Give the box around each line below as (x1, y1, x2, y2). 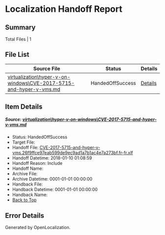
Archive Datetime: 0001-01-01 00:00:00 (12, 176, 92, 182)
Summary (5, 23, 36, 32)
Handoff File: (12, 145, 39, 151)
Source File (33, 65, 60, 72)
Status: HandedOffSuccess (12, 134, 68, 140)
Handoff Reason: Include (12, 160, 63, 166)
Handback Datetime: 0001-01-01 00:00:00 (12, 187, 98, 193)
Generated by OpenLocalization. (5, 224, 71, 230)
